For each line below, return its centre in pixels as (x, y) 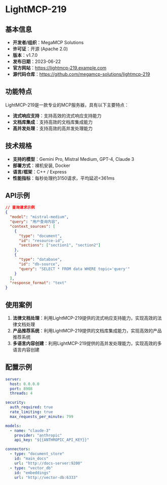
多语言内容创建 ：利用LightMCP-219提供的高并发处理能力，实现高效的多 (87, 343)
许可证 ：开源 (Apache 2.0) (40, 49)
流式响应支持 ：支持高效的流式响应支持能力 (57, 116)
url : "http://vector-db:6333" (46, 477)
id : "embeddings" (33, 473)
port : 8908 (21, 389)
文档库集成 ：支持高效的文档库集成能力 (52, 122)
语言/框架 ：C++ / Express (39, 171)
